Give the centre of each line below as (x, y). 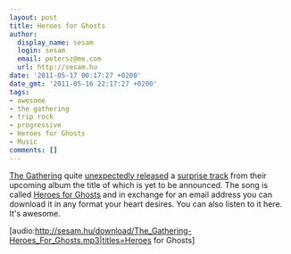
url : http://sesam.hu (58, 68)
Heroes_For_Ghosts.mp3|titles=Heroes (80, 240)
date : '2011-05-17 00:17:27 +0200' (75, 76)
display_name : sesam (55, 42)
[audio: (22, 230)
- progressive (36, 126)
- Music (24, 142)
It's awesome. (35, 213)
